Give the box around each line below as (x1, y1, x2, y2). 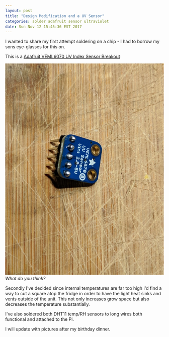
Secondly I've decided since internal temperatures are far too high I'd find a (5, 285, 162, 291)
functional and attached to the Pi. (5, 316, 74, 322)
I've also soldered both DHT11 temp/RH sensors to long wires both (5, 311, 142, 317)
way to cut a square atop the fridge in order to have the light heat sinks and (5, 290, 161, 296)
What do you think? (5, 275, 46, 281)
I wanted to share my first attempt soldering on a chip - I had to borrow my (5, 38, 160, 45)
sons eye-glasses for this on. (5, 44, 65, 50)
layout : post (5, 8, 33, 13)
